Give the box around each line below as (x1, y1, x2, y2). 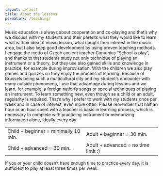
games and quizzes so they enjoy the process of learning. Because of (5, 71, 145, 77)
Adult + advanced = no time (86, 142, 149, 148)
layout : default (5, 7, 38, 12)
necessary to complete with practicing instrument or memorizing (5, 112, 134, 118)
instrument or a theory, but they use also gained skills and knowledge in (5, 60, 149, 66)
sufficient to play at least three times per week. (5, 165, 99, 171)
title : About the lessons (5, 12, 57, 16)
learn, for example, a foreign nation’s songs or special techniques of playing (5, 86, 157, 92)
